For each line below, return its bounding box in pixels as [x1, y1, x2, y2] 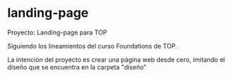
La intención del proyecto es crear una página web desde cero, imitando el [7, 55, 225, 64]
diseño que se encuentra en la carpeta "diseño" [7, 63, 147, 71]
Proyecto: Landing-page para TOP [7, 28, 108, 37]
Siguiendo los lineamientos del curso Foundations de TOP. [7, 41, 178, 50]
